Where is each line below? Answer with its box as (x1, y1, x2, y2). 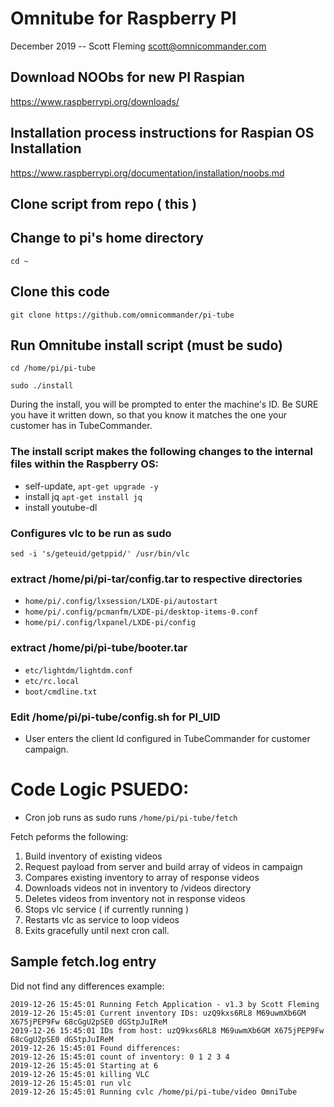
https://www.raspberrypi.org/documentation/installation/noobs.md (10, 167, 285, 179)
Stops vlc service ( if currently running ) (24, 903, 190, 915)
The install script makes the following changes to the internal (10, 445, 313, 459)
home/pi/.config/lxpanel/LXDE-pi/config (24, 618, 196, 628)
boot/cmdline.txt (24, 687, 98, 697)
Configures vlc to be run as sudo (10, 526, 172, 540)
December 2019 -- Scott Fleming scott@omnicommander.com (10, 40, 267, 52)
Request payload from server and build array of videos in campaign (24, 860, 303, 872)
